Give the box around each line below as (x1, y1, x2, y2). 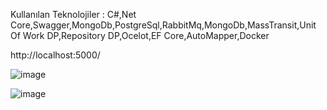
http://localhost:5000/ (10, 49, 101, 61)
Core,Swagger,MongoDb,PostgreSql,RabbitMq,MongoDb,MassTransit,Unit (10, 19, 317, 31)
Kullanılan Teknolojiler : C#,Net (10, 9, 137, 20)
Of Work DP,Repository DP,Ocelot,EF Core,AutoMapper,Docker (10, 30, 270, 41)
